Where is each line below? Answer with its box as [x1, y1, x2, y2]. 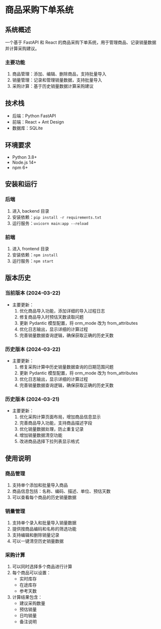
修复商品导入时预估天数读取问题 [19, 314, 84, 320]
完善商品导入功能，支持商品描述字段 [19, 420, 93, 426]
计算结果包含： [12, 594, 42, 600]
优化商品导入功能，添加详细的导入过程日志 [19, 308, 105, 314]
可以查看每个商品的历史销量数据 [12, 494, 77, 500]
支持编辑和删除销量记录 [12, 532, 60, 538]
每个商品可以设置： [12, 570, 51, 576]
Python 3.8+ [12, 154, 38, 160]
